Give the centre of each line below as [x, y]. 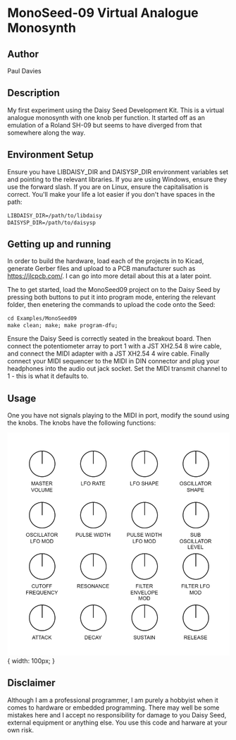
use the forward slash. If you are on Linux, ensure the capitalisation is [108, 187]
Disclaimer [31, 683]
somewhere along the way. [46, 133]
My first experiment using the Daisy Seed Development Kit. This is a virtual [116, 110]
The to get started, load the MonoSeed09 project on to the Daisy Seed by [114, 290]
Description [33, 93]
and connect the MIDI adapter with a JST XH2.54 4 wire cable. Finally [108, 353]
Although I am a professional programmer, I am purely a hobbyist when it [113, 700]
